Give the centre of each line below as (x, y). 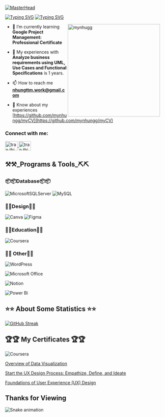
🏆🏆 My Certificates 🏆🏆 (45, 340)
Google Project (28, 32)
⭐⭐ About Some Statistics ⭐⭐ (51, 309)
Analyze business (31, 57)
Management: (27, 37)
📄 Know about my (30, 105)
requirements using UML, (39, 62)
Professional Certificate (37, 42)
